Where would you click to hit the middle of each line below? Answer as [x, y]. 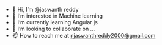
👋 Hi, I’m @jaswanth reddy [45, 9]
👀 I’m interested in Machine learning [57, 16]
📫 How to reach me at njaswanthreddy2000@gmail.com [84, 36]
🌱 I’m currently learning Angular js [55, 22]
